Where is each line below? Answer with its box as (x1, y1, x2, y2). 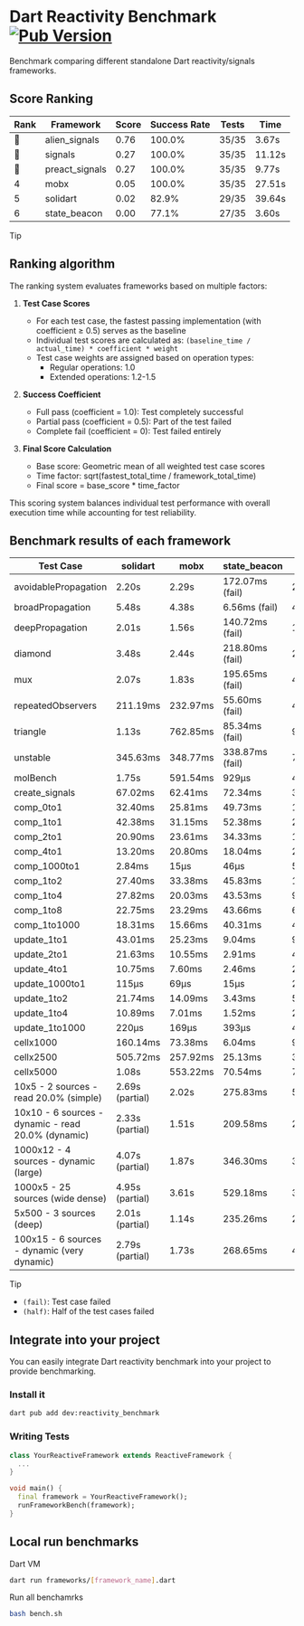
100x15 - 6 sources (14, 1233, 102, 1245)
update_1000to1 (14, 978, 86, 990)
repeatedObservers (14, 699, 98, 712)
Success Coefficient (22, 389, 101, 400)
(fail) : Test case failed (22, 1296, 111, 1308)
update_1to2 (14, 992, 69, 1005)
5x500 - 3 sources (14, 1207, 97, 1220)
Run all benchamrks (9, 1592, 84, 1602)
